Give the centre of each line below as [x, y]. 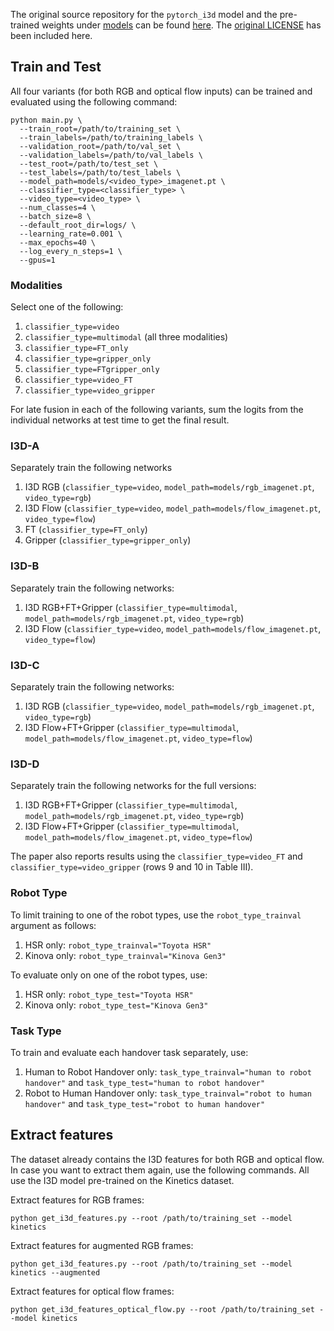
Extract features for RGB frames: [77, 1200]
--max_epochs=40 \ [58, 242]
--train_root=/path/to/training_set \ [100, 129]
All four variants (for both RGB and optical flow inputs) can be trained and [161, 91]
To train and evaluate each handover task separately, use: [129, 1052]
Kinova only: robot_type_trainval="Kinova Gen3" [125, 955]
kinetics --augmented [55, 1272]
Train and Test [56, 67]
